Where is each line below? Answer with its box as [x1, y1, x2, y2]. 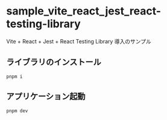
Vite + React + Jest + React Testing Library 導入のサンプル [6, 37, 152, 45]
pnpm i [6, 74, 23, 80]
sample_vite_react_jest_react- [6, 4, 162, 18]
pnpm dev [6, 107, 28, 114]
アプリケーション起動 [6, 92, 86, 102]
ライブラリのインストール [6, 57, 101, 68]
